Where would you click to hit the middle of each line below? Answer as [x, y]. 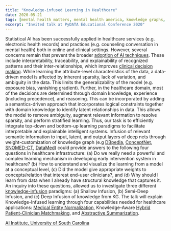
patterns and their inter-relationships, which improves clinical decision [79, 66]
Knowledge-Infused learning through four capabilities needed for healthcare [86, 202]
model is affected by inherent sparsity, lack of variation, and [83, 77]
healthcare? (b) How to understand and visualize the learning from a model [84, 164]
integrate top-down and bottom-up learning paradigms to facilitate [75, 126]
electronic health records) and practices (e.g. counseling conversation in [82, 45]
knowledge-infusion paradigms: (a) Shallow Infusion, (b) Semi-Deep [77, 191]
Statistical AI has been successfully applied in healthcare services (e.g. [80, 39]
